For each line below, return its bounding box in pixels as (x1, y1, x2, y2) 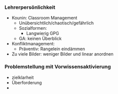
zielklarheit (11, 75, 34, 80)
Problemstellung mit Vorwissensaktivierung (4, 63, 111, 70)
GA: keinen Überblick (19, 36, 62, 41)
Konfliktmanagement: (11, 41, 55, 47)
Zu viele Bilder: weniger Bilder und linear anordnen (11, 51, 114, 57)
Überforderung (11, 79, 42, 85)
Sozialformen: (19, 25, 47, 31)
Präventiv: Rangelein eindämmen (19, 46, 85, 52)
